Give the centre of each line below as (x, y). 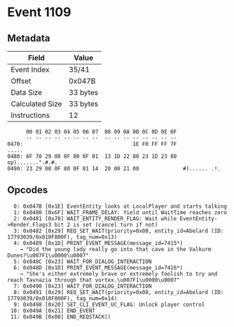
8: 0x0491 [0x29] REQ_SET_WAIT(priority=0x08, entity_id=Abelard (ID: (119, 292)
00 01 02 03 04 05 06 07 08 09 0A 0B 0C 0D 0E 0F (101, 132)
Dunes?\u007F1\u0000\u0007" (48, 255)
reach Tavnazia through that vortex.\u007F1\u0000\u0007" (94, 280)
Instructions (30, 115)
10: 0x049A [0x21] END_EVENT (53, 311)
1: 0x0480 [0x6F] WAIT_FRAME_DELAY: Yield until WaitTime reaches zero (121, 212)
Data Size (27, 92)
